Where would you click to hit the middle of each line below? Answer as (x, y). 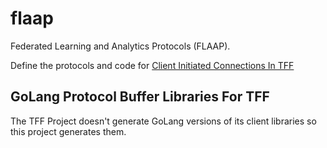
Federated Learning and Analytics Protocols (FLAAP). (120, 46)
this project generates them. (68, 131)
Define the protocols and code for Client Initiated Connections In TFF (152, 65)
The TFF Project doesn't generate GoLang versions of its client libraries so (163, 121)
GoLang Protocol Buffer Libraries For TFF (140, 97)
